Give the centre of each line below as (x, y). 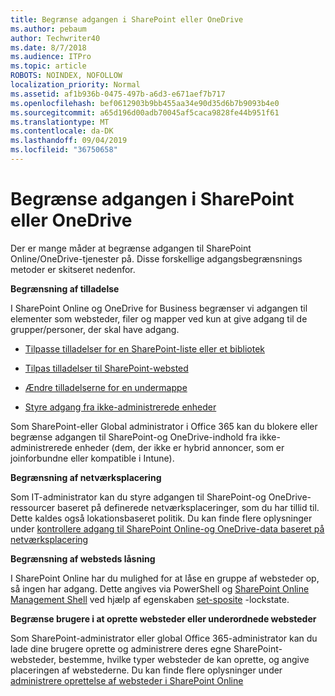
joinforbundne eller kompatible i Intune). (92, 458)
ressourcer (33, 507)
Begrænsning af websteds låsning (83, 558)
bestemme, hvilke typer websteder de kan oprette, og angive (184, 659)
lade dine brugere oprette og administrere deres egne (121, 648)
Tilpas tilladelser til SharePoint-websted (106, 368)
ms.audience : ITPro (51, 57)
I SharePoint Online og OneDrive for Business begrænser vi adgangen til (159, 308)
